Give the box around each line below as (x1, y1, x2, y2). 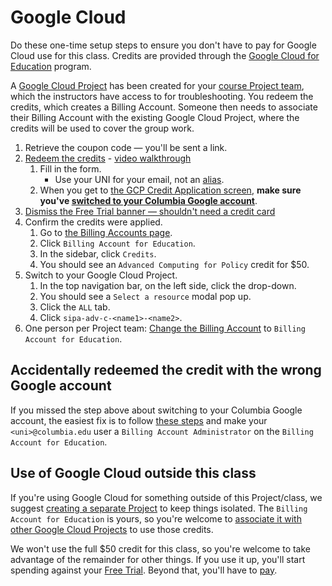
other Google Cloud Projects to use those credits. (10, 523, 214, 535)
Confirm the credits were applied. (24, 216, 163, 228)
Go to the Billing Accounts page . (39, 226, 173, 238)
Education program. (10, 60, 92, 72)
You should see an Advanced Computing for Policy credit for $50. (39, 258, 310, 270)
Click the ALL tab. (39, 301, 111, 313)
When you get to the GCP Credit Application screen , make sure (39, 184, 302, 196)
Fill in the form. (39, 162, 102, 175)
